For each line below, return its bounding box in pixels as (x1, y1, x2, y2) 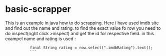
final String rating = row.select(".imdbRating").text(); (29, 45, 153, 50)
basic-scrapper (5, 3, 71, 15)
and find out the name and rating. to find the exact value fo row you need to (5, 25, 161, 31)
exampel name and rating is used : (5, 36, 76, 42)
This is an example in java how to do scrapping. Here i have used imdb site (5, 20, 159, 26)
